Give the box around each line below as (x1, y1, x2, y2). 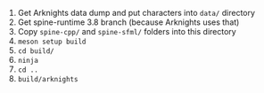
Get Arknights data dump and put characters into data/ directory (17, 8, 256, 18)
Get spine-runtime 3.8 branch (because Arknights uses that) (17, 17, 240, 27)
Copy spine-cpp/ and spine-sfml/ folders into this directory (17, 27, 236, 36)
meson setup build (17, 37, 87, 46)
